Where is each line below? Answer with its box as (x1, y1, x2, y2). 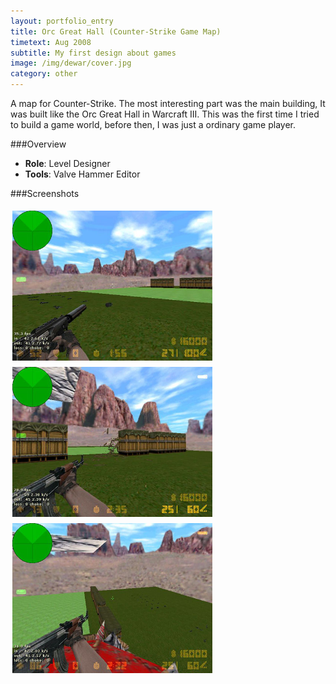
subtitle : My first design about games (10, 48, 177, 58)
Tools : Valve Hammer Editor (24, 168, 141, 180)
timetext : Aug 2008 (10, 37, 92, 47)
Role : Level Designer (24, 158, 111, 169)
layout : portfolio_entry (10, 16, 114, 26)
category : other (10, 69, 78, 79)
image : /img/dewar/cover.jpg (10, 58, 132, 69)
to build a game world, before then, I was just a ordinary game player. (10, 119, 297, 130)
